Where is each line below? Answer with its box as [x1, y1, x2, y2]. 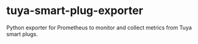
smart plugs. [6, 30, 38, 37]
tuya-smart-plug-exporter [6, 4, 143, 18]
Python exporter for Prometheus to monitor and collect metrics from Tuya [6, 24, 192, 31]
